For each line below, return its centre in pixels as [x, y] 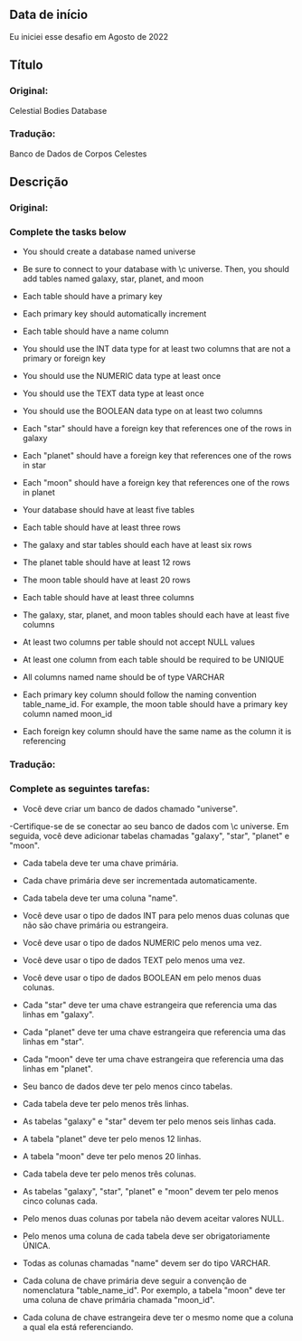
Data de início [49, 15]
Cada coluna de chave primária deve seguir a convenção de [134, 1280]
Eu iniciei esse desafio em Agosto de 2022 [89, 36]
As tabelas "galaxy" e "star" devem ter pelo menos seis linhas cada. [149, 1121]
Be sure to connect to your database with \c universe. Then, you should [156, 269]
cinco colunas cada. [60, 1201]
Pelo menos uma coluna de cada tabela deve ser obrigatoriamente [146, 1236]
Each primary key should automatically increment [114, 314]
